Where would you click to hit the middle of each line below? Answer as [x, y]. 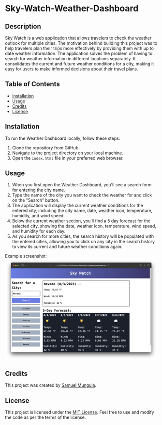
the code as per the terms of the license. [45, 417]
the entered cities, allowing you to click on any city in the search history [83, 242]
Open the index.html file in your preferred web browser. [68, 158]
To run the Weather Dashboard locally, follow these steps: [63, 138]
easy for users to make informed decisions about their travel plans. [72, 69]
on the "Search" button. [36, 200]
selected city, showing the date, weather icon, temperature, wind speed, [84, 226]
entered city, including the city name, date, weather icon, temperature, [82, 211]
